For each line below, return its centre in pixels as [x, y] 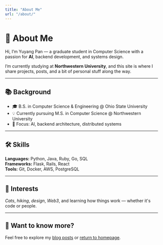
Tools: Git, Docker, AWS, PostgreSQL [42, 169]
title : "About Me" [24, 9]
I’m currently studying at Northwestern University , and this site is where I [79, 66]
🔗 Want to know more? [40, 226]
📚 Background [28, 92]
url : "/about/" [20, 14]
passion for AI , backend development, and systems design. [64, 57]
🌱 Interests [22, 189]
